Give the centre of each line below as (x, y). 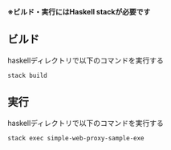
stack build (27, 75)
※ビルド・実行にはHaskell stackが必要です (79, 12)
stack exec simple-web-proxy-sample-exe (76, 138)
